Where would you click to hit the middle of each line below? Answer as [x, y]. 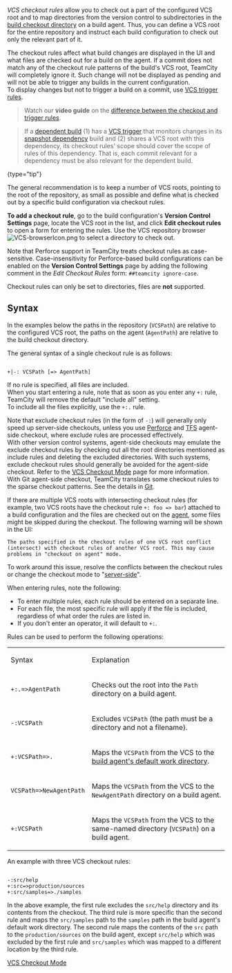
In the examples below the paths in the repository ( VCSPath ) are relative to [112, 325]
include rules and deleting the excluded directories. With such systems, [109, 457]
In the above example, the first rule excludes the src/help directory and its [113, 905]
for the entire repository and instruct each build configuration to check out [113, 32]
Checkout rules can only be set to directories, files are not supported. [106, 286]
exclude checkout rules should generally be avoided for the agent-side [108, 464]
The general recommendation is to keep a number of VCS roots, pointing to [114, 187]
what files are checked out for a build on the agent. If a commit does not [110, 60]
